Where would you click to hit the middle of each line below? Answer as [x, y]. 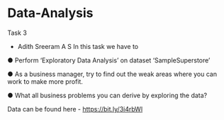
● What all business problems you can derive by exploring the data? [107, 95]
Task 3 [17, 33]
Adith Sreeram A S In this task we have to [78, 46]
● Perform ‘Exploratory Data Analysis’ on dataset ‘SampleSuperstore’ [109, 60]
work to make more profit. [45, 81]
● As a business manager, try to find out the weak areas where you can [112, 74]
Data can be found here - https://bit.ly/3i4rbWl [75, 109]
